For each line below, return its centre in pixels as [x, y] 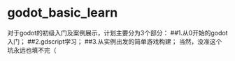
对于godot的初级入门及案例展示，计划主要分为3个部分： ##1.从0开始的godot [117, 33]
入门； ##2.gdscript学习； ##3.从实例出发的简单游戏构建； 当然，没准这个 [115, 41]
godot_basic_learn [63, 13]
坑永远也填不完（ [32, 50]
